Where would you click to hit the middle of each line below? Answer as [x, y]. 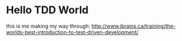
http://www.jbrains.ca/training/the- [134, 26]
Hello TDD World [48, 10]
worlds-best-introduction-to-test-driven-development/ [73, 32]
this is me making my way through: [48, 26]
